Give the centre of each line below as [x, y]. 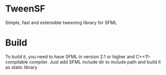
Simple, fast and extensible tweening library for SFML [61, 22]
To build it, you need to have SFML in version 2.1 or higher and [70, 56]
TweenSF [25, 9]
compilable [17, 62]
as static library [21, 67]
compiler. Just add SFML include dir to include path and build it [95, 62]
